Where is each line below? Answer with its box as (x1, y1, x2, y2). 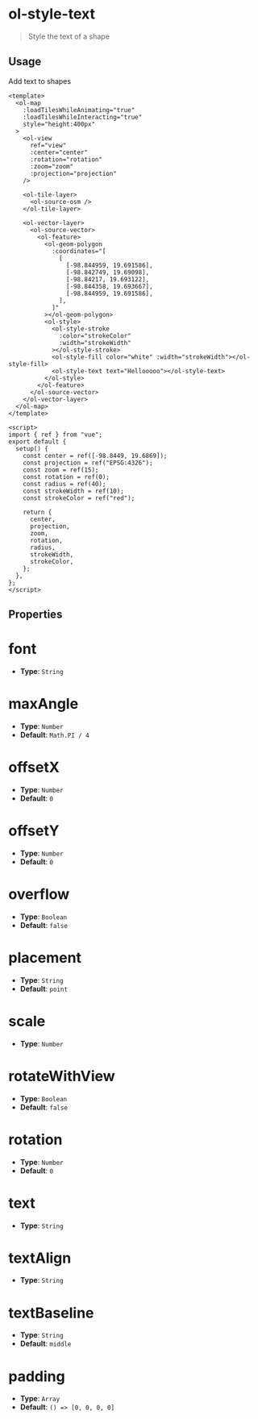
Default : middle (19, 1339, 72, 1349)
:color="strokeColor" (59, 331, 131, 339)
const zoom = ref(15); (23, 465, 99, 474)
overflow (8, 885, 70, 904)
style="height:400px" (23, 120, 95, 128)
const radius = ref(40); (23, 480, 106, 488)
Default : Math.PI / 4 (19, 730, 90, 740)
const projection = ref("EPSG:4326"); (23, 459, 153, 467)
